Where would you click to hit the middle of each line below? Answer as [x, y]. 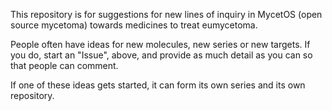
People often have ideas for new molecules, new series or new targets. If [160, 44]
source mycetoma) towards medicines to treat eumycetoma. [134, 25]
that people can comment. [64, 65]
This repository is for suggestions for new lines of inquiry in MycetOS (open [166, 14]
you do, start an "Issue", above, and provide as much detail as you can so [161, 55]
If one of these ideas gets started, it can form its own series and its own [158, 85]
